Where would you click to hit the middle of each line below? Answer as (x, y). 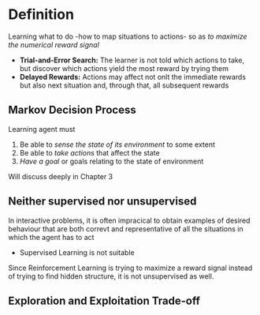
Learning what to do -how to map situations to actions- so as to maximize (128, 36)
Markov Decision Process (72, 110)
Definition (41, 15)
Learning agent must (42, 129)
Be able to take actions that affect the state (89, 152)
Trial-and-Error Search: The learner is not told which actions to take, (132, 60)
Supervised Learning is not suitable (77, 252)
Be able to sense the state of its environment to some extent (117, 144)
